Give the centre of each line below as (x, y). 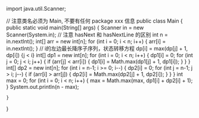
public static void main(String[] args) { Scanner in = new (75, 27)
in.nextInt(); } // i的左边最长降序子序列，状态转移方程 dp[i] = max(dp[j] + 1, (97, 48)
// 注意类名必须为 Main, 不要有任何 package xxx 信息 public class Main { (94, 21)
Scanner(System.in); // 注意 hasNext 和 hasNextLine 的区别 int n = (87, 35)
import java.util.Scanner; (36, 9)
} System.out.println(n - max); (43, 87)
